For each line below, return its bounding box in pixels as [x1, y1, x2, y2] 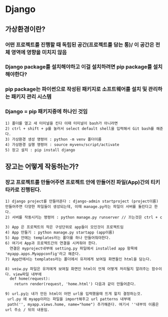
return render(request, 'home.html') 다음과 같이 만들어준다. [14, 282, 136, 287]
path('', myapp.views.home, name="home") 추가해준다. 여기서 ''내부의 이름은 [7, 302, 159, 307]
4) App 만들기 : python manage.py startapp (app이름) [5, 230, 115, 235]
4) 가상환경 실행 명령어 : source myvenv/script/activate [5, 142, 119, 147]
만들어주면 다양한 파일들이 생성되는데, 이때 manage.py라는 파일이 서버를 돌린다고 [5, 204, 152, 209]
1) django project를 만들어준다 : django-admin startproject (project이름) [5, 199, 159, 204]
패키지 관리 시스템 [11, 93, 52, 100]
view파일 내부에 [13, 272, 42, 277]
